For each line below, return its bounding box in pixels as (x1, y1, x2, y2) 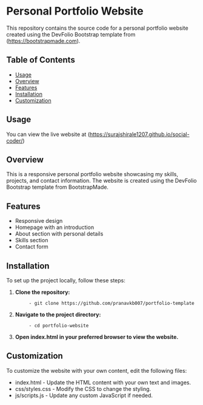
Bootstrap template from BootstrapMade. (6, 183, 109, 191)
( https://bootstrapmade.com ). (6, 37, 81, 44)
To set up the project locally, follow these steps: (6, 277, 126, 284)
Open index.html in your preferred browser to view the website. (15, 333, 179, 341)
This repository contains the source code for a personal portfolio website (6, 24, 189, 32)
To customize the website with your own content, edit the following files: (6, 367, 187, 374)
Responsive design (15, 217, 63, 225)
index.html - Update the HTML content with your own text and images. (15, 378, 191, 386)
